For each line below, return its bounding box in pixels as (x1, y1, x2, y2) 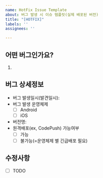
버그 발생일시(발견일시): (12, 95, 60, 101)
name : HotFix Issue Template (5, 7, 67, 13)
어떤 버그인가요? (5, 51, 54, 59)
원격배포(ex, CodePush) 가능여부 (12, 125, 80, 131)
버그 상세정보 (5, 80, 44, 89)
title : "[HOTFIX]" (5, 17, 44, 22)
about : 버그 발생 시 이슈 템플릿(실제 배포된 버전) (5, 12, 99, 17)
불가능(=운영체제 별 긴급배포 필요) (20, 138, 88, 144)
